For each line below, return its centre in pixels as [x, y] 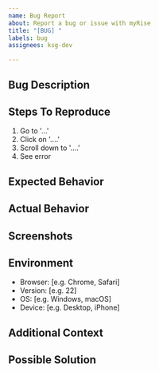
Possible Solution [52, 360]
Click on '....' [40, 140]
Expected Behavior [56, 182]
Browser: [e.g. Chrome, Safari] [70, 282]
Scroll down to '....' [50, 148]
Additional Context [56, 332]
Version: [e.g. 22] [48, 291]
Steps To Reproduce [60, 111]
